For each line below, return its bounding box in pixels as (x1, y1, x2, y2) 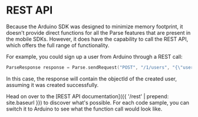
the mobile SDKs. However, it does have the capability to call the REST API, (6, 35, 189, 42)
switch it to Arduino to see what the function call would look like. (6, 105, 163, 112)
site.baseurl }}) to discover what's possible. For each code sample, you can (6, 99, 190, 106)
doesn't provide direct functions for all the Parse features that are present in (6, 29, 191, 36)
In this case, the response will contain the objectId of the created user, (6, 75, 177, 82)
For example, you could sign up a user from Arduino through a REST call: (6, 53, 183, 60)
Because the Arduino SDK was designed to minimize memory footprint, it (6, 23, 183, 30)
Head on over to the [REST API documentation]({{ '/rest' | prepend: (6, 92, 169, 100)
